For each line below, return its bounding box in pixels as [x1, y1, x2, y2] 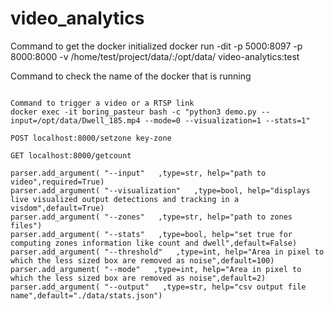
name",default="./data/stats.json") [10, 290, 163, 301]
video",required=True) [10, 177, 105, 187]
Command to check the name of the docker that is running [10, 70, 252, 82]
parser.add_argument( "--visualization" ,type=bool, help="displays [10, 185, 311, 196]
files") [10, 220, 43, 231]
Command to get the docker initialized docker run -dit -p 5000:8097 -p [10, 40, 303, 52]
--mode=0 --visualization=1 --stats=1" [144, 115, 311, 126]
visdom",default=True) [10, 203, 105, 213]
